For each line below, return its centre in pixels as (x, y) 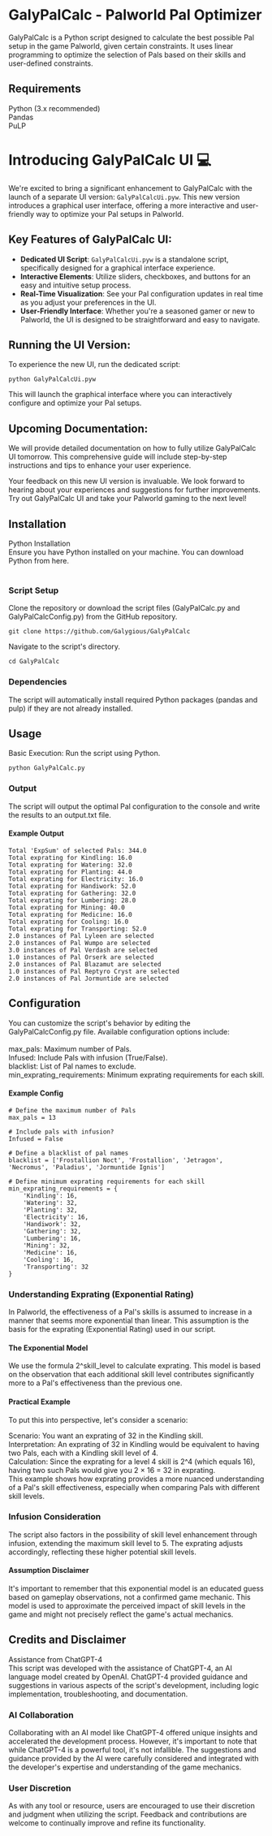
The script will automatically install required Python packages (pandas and (133, 699)
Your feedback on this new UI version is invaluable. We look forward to (127, 482)
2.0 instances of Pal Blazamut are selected (85, 964)
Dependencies (38, 682)
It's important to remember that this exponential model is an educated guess (136, 1588)
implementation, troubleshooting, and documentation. (98, 1694)
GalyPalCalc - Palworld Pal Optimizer (135, 15)
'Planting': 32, (51, 1210)
